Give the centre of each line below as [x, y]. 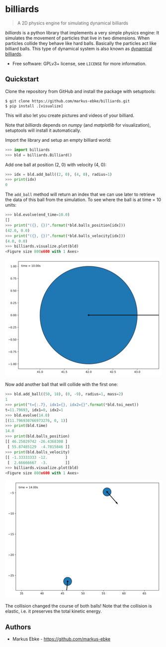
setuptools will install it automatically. [43, 130]
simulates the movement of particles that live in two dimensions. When [78, 38]
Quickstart [22, 79]
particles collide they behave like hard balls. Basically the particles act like [81, 43]
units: [11, 205]
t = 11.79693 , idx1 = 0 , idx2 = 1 [34, 410]
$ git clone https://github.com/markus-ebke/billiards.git [68, 101]
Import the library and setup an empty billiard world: [58, 140]
